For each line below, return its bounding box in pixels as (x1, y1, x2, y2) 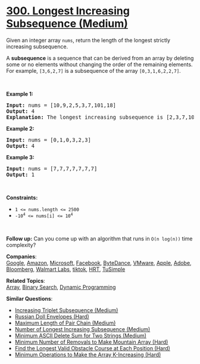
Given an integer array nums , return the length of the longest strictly (6, 36, 171, 44)
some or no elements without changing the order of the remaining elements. (6, 61, 193, 68)
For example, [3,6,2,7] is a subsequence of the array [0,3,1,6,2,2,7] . (6, 67, 182, 74)
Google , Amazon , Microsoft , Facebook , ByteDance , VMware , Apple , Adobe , (6, 259, 192, 266)
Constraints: (6, 194, 38, 201)
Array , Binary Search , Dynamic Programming (6, 283, 116, 291)
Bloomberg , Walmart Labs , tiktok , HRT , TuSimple (6, 266, 126, 273)
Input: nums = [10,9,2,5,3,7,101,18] (6, 101, 117, 109)
